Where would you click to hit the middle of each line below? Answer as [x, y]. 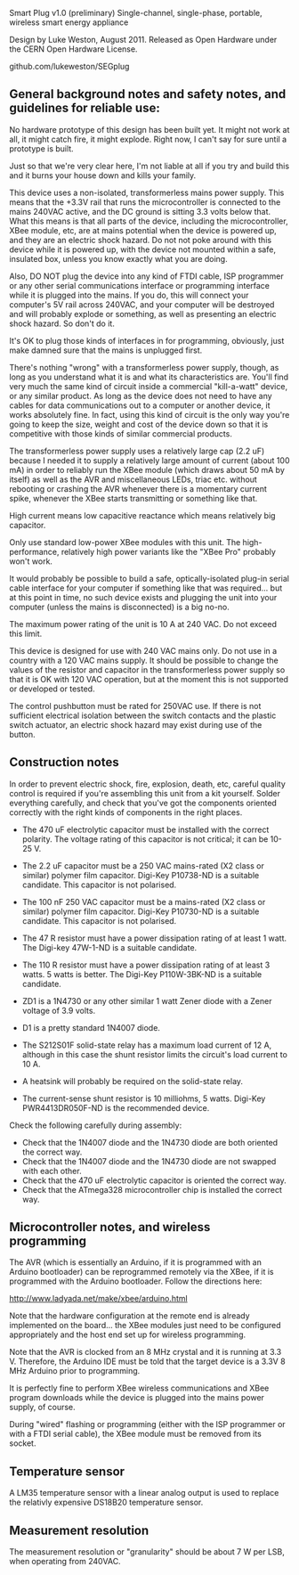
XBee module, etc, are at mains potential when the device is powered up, [143, 230]
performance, [34, 551]
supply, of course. [42, 1408]
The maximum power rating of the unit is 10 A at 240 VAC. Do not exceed [143, 624]
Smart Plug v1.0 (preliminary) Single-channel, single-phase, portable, [136, 13]
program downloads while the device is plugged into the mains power [137, 1398]
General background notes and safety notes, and [148, 94]
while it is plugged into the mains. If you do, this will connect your [129, 295]
